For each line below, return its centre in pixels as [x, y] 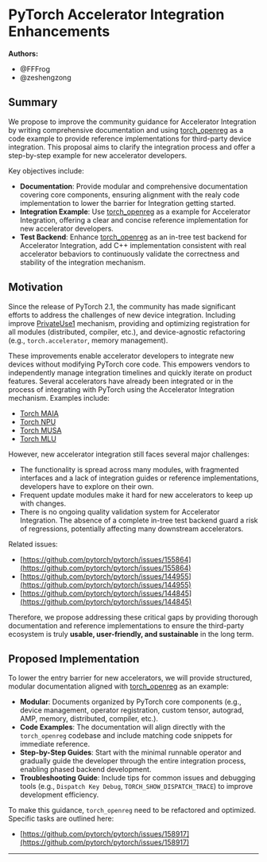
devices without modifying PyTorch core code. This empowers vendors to [129, 364]
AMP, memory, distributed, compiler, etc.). [89, 719]
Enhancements [59, 31]
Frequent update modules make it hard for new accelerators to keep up [136, 495]
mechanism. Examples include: [59, 398]
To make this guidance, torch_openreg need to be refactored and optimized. [132, 810]
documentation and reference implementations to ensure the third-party [126, 625]
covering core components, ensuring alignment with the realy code [130, 194]
